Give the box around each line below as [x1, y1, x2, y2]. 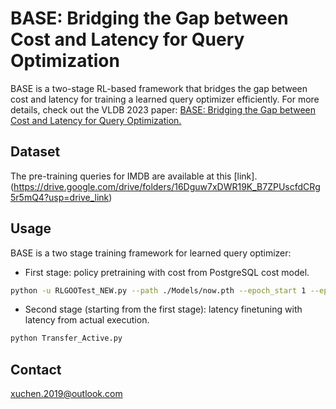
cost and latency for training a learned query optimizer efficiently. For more [10, 93, 320, 105]
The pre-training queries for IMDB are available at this [10, 170, 232, 182]
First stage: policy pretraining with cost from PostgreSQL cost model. [24, 266, 310, 278]
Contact [10, 361, 62, 378]
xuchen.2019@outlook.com [10, 388, 123, 400]
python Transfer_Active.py [10, 333, 123, 344]
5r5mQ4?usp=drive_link [10, 191, 110, 203]
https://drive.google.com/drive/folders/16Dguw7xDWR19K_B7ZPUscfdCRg [13, 180, 321, 192]
